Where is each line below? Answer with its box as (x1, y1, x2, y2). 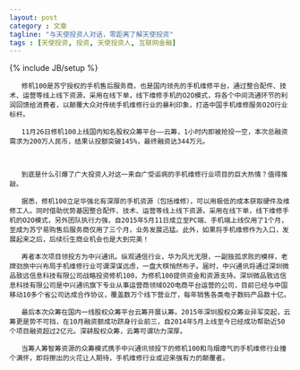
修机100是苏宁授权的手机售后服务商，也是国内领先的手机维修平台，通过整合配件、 (21, 82, 280, 90)
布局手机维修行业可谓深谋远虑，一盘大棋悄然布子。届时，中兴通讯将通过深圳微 (42, 262, 289, 271)
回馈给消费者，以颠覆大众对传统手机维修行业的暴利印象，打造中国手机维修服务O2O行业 (15, 100, 288, 110)
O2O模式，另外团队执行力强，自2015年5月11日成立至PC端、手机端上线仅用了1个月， (21, 216, 288, 225)
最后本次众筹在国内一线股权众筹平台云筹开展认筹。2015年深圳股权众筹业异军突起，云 (21, 308, 291, 317)
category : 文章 (9, 22, 67, 30)
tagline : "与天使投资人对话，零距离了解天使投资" (9, 30, 174, 39)
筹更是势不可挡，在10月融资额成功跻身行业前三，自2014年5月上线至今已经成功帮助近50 (9, 317, 286, 327)
